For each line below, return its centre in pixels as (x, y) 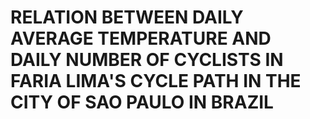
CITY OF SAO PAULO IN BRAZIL (142, 102)
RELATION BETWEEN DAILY (127, 17)
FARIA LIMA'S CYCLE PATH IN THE (156, 81)
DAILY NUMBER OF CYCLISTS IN (147, 60)
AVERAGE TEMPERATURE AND (141, 38)
